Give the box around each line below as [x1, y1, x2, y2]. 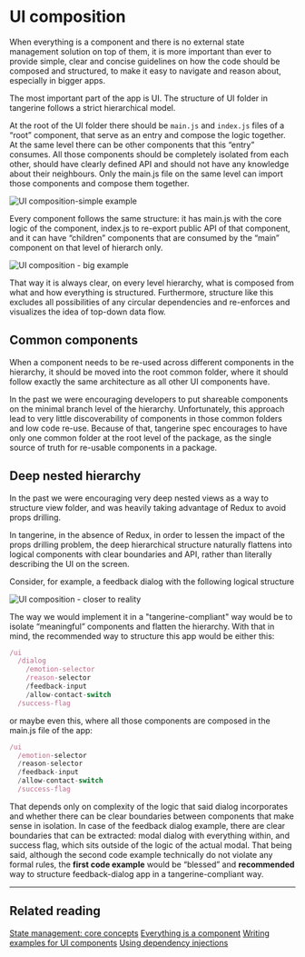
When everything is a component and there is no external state [9, 36, 245, 47]
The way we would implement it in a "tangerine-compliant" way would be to [9, 611, 293, 622]
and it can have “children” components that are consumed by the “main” [9, 232, 280, 243]
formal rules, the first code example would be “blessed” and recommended [9, 859, 295, 870]
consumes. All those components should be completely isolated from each [9, 148, 289, 160]
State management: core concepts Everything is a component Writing [9, 927, 271, 938]
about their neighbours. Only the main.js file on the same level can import [9, 168, 284, 179]
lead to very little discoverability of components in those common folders [9, 413, 283, 424]
